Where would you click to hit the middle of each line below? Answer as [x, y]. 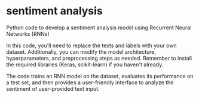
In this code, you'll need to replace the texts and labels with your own [92, 45]
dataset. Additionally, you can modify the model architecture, [81, 51]
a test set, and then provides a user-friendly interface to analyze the [90, 82]
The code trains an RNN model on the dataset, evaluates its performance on [100, 76]
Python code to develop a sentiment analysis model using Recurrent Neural [99, 27]
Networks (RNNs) [28, 33]
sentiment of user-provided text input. [53, 88]
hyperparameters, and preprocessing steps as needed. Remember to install [99, 58]
